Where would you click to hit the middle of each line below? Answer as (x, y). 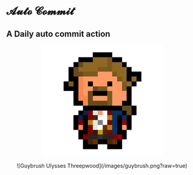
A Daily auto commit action (58, 34)
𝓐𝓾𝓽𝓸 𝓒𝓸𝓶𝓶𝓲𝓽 (40, 11)
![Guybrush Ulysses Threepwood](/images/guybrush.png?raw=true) (102, 166)
